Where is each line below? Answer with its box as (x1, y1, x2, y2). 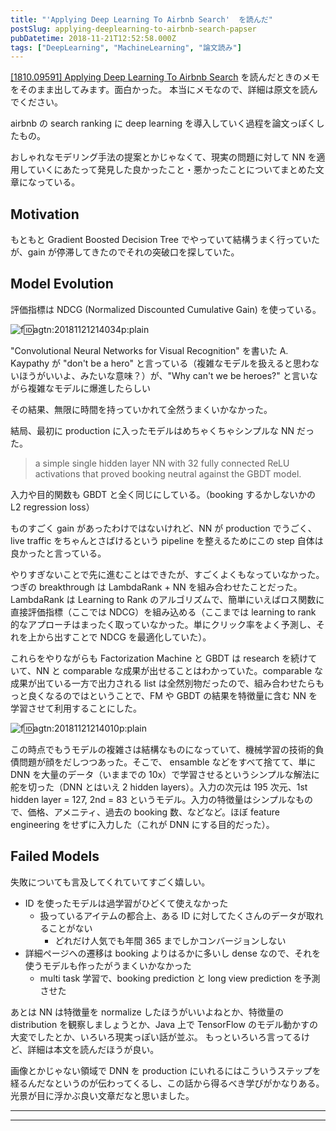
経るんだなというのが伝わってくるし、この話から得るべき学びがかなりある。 (10, 1077, 325, 1089)
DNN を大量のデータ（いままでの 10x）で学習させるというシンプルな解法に (10, 768, 320, 780)
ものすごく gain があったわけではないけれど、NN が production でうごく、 (10, 522, 317, 534)
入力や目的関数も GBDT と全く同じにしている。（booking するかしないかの (10, 488, 317, 500)
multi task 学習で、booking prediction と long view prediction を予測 (39, 972, 321, 984)
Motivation (10, 206, 80, 223)
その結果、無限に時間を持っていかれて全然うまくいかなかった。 (10, 403, 273, 415)
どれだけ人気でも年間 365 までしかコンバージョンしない (54, 934, 287, 946)
